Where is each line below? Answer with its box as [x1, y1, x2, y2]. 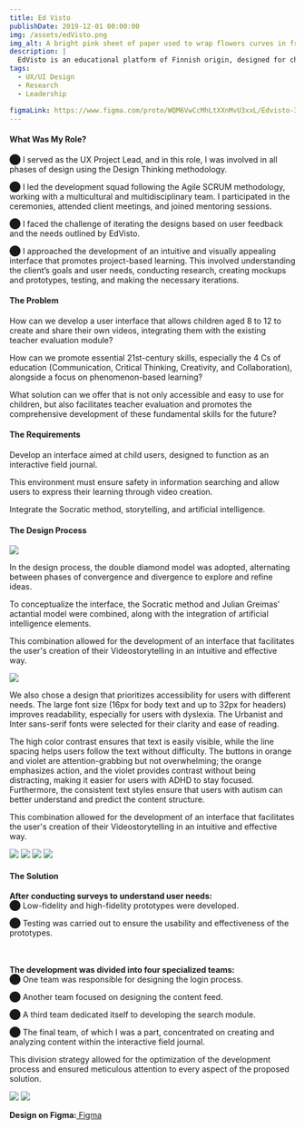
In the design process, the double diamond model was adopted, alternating [9, 562, 290, 573]
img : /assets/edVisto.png [9, 30, 107, 39]
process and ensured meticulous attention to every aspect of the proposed [9, 1064, 290, 1075]
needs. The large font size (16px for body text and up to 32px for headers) [9, 699, 287, 710]
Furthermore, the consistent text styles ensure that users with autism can [9, 785, 283, 796]
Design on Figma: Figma [9, 1110, 103, 1121]
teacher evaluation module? [9, 334, 113, 345]
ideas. [9, 581, 33, 592]
